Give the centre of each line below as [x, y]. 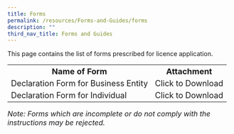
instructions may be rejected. [56, 123]
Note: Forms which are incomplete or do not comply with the [109, 114]
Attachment [189, 72]
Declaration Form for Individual [69, 95]
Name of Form [79, 72]
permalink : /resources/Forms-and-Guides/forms [78, 21]
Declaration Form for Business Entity [79, 84]
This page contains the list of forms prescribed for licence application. [110, 54]
